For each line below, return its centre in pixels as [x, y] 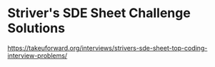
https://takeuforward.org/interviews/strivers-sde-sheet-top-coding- [107, 48]
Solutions [36, 28]
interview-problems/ [37, 56]
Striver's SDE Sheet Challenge [99, 13]
